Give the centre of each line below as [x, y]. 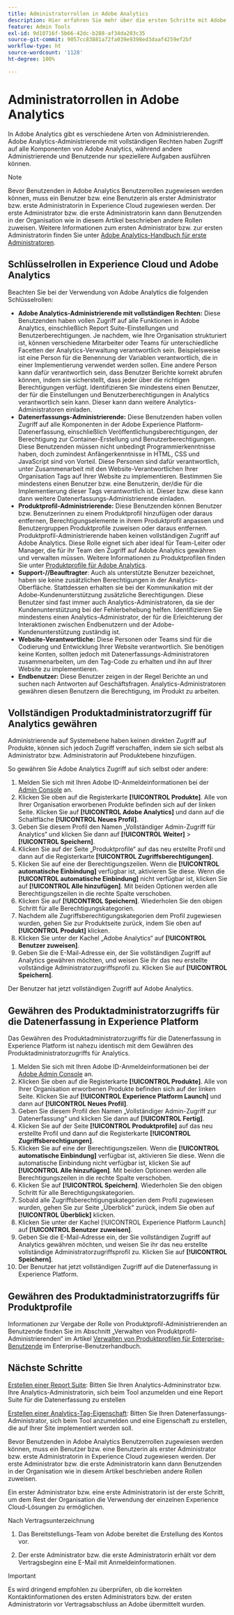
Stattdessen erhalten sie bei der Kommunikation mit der [134, 587]
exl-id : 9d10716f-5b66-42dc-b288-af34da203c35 [77, 33]
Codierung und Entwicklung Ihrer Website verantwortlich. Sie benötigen [121, 647]
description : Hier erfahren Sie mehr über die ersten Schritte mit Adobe [117, 20]
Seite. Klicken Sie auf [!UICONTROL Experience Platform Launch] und [119, 1097]
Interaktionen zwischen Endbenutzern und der [85, 624]
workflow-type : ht [34, 46]
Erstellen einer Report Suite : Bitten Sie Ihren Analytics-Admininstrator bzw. [115, 1385]
